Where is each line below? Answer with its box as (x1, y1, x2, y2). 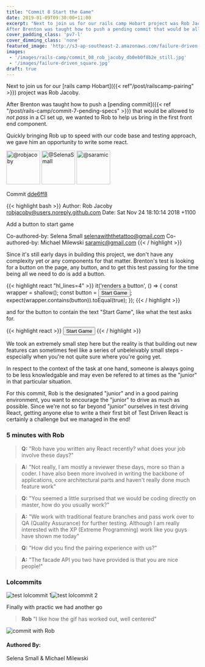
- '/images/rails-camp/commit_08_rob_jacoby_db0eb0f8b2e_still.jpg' (9, 54, 187, 60)
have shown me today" (21, 532, 79, 539)
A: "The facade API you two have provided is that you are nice (21, 556, 178, 563)
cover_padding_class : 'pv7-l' (6, 32, 84, 38)
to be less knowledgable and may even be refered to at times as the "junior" (6, 371, 197, 379)
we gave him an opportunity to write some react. (6, 139, 129, 146)
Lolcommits (6, 578, 42, 586)
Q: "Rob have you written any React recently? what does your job (21, 445, 186, 452)
